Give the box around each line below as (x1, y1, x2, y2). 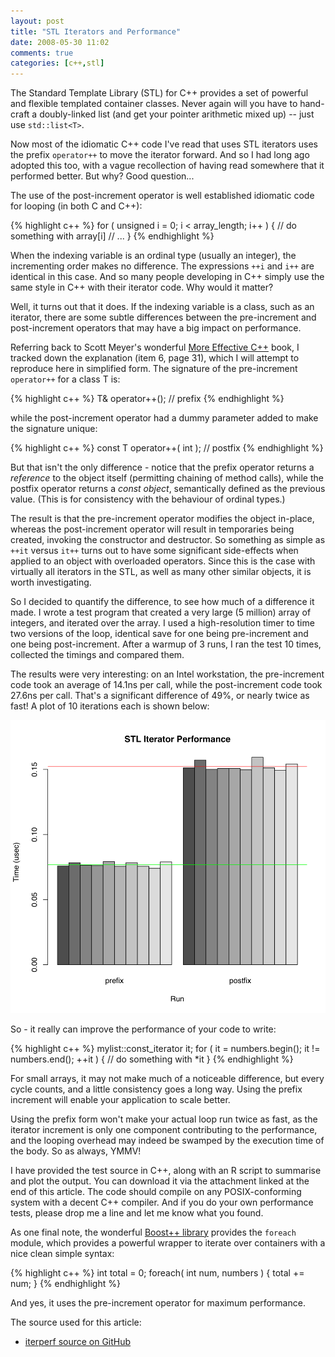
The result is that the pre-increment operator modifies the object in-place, (10, 513, 315, 525)
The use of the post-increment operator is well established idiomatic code (10, 190, 315, 202)
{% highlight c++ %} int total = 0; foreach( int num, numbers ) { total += (10, 1266, 305, 1279)
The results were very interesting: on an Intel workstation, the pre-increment (10, 668, 325, 680)
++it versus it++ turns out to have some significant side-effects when (10, 545, 299, 557)
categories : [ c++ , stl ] (10, 58, 105, 69)
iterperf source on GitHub (24, 1335, 132, 1347)
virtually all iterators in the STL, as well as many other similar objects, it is (10, 566, 312, 578)
